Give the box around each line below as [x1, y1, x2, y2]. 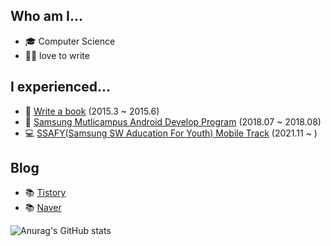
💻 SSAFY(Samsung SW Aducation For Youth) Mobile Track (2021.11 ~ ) [24, 127, 318, 139]
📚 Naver [24, 202, 62, 214]
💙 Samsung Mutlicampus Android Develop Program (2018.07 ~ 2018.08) [24, 115, 322, 128]
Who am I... [10, 8, 83, 25]
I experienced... [10, 79, 111, 96]
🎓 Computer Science [24, 35, 116, 47]
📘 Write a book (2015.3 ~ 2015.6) [24, 105, 160, 117]
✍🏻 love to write [24, 49, 90, 61]
